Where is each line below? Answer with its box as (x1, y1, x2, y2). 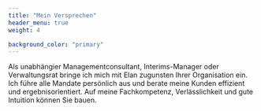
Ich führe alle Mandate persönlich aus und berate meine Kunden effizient (8, 79, 245, 88)
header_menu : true (8, 19, 69, 27)
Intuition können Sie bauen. (8, 95, 97, 105)
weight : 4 (8, 26, 41, 34)
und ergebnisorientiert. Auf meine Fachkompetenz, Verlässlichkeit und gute (8, 87, 254, 97)
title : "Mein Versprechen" (8, 11, 97, 20)
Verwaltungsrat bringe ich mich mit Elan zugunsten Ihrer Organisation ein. (8, 70, 248, 80)
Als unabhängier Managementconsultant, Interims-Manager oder (8, 62, 219, 72)
